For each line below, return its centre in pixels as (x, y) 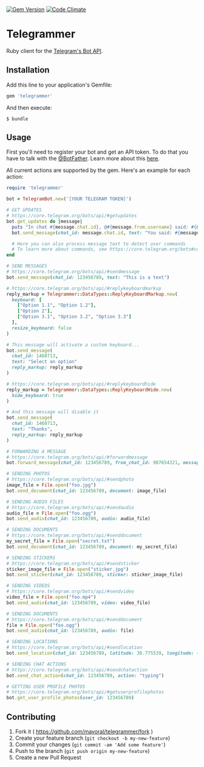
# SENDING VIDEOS (28, 586)
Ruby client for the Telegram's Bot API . (55, 51)
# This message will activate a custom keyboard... (73, 344)
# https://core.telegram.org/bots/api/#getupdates (72, 216)
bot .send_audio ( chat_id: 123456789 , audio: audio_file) (78, 519)
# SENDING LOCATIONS (32, 642)
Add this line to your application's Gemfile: (59, 85)
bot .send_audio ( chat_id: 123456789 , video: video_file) (78, 603)
